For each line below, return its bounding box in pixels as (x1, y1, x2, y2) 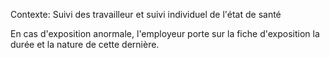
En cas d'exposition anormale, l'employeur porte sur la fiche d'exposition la (10, 28, 320, 39)
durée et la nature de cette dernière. (10, 39, 160, 50)
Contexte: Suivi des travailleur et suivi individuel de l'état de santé (10, 9, 282, 20)
